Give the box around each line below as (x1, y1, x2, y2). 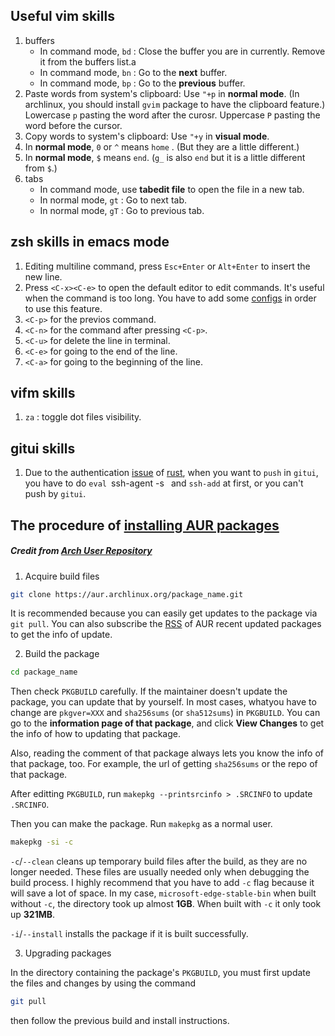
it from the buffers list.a (39, 55, 137, 68)
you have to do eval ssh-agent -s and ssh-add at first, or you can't (24, 477, 304, 489)
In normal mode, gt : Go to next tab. (39, 194, 188, 206)
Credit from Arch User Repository (10, 545, 153, 557)
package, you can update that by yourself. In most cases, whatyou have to (10, 696, 317, 708)
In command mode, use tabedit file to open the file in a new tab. (39, 183, 305, 195)
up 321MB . (10, 909, 56, 921)
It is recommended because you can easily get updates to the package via (10, 607, 318, 619)
